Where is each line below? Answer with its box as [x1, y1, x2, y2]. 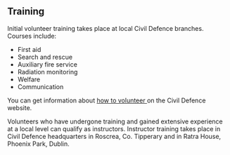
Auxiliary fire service [17, 60, 77, 69]
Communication [17, 82, 64, 90]
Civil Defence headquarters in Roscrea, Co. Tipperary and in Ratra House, [7, 132, 222, 140]
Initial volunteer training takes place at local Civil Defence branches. [7, 24, 204, 32]
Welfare [17, 75, 41, 83]
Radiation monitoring [17, 67, 78, 76]
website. [7, 103, 32, 112]
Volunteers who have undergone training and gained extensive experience [7, 117, 223, 126]
